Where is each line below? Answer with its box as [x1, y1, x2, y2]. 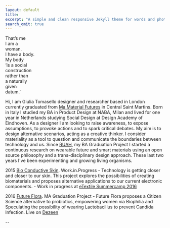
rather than [5, 73, 29, 79]
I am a [5, 41, 18, 47]
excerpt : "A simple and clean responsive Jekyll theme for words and [5, 17, 155, 22]
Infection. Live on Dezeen [5, 209, 59, 215]
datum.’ [5, 89, 21, 95]
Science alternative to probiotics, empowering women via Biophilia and [5, 199, 153, 205]
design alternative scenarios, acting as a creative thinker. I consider [5, 131, 146, 137]
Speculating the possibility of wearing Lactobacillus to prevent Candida [5, 204, 154, 210]
